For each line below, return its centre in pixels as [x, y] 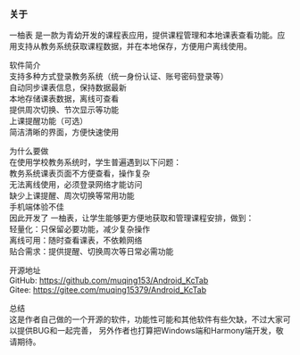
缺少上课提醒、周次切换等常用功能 [72, 196]
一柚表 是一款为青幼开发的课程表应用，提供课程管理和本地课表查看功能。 [143, 35]
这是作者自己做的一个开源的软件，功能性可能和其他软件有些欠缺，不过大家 [146, 319]
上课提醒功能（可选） [48, 121]
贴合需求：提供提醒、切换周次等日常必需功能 [92, 252]
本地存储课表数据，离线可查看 [64, 99]
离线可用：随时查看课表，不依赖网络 [76, 240]
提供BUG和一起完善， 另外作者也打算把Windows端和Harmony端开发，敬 [150, 331]
